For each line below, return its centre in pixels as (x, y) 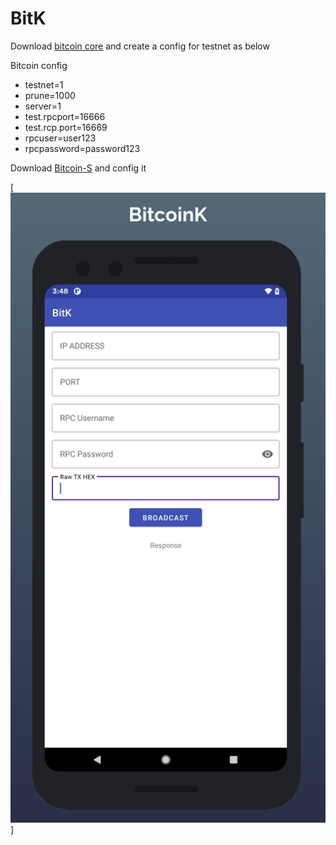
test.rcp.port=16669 (66, 127)
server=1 (43, 106)
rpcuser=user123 (60, 138)
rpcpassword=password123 (82, 148)
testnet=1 (44, 84)
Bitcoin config (39, 65)
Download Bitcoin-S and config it (78, 168)
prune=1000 (50, 95)
